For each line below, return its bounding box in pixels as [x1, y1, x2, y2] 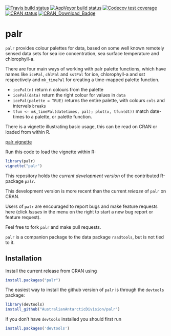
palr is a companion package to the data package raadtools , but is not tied [5, 234, 164, 240]
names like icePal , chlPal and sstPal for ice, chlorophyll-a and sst [5, 71, 145, 77]
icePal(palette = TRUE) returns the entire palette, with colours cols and [12, 97, 165, 103]
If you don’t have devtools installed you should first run [5, 316, 122, 322]
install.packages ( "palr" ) [5, 277, 60, 283]
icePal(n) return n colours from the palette [12, 86, 104, 92]
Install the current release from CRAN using [5, 268, 97, 274]
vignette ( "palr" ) [5, 163, 42, 169]
